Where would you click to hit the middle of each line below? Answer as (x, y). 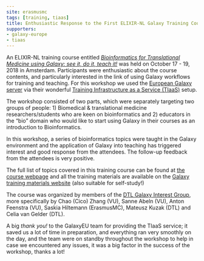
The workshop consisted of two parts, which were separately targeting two (100, 101)
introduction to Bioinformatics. (44, 127)
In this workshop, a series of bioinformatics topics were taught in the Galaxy (101, 139)
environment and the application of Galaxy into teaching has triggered (94, 145)
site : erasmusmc (27, 12)
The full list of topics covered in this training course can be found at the (96, 170)
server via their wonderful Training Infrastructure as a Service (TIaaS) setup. (102, 90)
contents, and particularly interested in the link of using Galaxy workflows (98, 77)
